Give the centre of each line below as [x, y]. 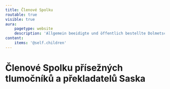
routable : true [21, 15]
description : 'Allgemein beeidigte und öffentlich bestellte [80, 33]
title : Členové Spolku [29, 10]
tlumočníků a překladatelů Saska [75, 78]
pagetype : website [34, 29]
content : [14, 38]
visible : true [20, 19]
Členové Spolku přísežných [64, 68]
